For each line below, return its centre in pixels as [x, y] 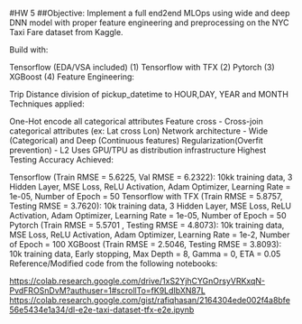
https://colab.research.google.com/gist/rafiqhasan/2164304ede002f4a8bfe [150, 300]
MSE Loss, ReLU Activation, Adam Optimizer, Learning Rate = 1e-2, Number [150, 235]
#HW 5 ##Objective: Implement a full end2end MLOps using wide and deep [150, 13]
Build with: [29, 50]
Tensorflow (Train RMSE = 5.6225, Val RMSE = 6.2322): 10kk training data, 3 [151, 177]
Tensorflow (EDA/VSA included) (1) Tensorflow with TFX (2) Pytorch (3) [142, 67]
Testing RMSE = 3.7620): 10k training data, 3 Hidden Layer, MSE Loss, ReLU [151, 206]
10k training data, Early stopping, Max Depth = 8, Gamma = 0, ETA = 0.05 [145, 254]
